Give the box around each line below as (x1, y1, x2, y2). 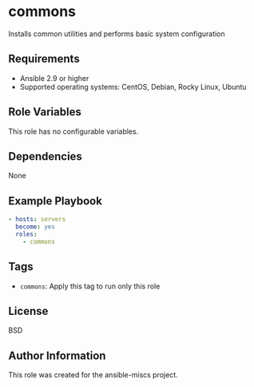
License (8, 304, 49, 318)
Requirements (8, 52, 80, 66)
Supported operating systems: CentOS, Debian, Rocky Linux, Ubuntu (19, 82, 247, 91)
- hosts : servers (8, 216, 66, 224)
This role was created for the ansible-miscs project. (8, 370, 178, 380)
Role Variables (8, 105, 81, 119)
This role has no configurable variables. (8, 127, 139, 136)
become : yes (15, 223, 56, 231)
